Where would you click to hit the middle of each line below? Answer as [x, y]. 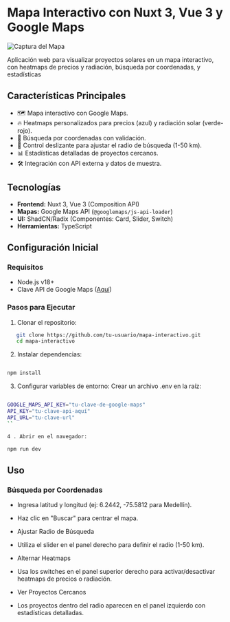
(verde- [213, 122]
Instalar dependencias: [49, 354]
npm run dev [24, 449]
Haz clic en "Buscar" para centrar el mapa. [78, 518]
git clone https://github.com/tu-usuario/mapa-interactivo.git [108, 335]
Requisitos [25, 267]
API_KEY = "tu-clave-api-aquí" [49, 411]
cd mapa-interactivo [46, 341]
